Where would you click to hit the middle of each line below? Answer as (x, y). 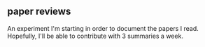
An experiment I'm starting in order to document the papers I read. (103, 28)
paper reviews (39, 12)
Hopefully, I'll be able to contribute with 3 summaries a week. (96, 36)
